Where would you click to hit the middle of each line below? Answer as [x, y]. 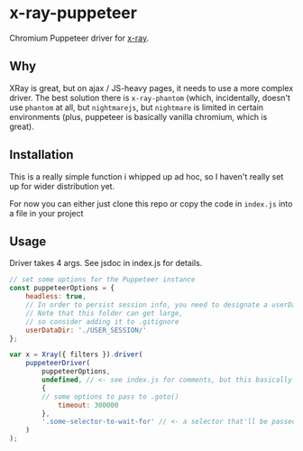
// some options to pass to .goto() [110, 396]
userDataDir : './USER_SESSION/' [86, 330]
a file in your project [46, 213]
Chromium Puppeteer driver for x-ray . [79, 38]
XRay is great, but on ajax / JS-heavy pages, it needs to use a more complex [151, 87]
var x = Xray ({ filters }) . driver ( [76, 354]
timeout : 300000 [88, 405]
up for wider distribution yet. [62, 186]
